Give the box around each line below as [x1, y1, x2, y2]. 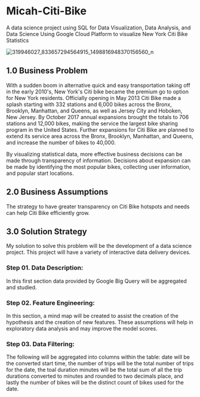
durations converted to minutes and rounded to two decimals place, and [6, 372, 184, 380]
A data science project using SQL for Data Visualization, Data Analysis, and [6, 24, 191, 31]
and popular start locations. [6, 169, 74, 177]
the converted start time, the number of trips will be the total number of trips [6, 360, 194, 367]
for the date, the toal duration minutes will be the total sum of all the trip [6, 366, 182, 374]
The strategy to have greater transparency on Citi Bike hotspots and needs [6, 202, 190, 210]
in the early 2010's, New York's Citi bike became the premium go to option [6, 88, 189, 95]
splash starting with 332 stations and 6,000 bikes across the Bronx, [6, 101, 172, 108]
